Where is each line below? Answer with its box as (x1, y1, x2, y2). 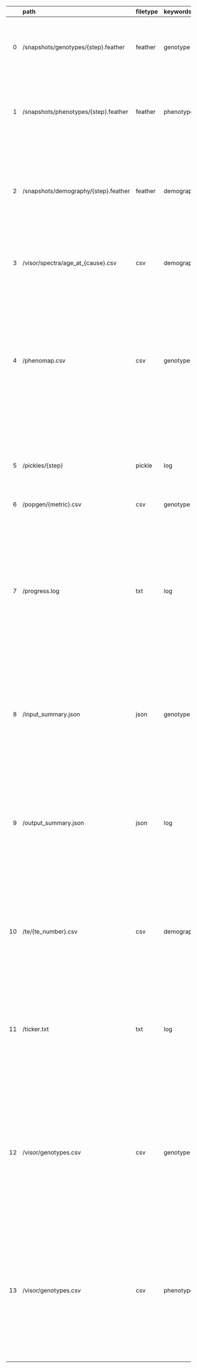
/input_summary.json (22, 710, 80, 718)
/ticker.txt (22, 1025, 49, 1033)
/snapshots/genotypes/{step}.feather (22, 43, 125, 51)
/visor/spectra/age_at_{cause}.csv (22, 259, 117, 267)
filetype (135, 8, 158, 15)
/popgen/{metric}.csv (22, 500, 82, 508)
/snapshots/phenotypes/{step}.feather (22, 108, 128, 116)
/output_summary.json (22, 819, 84, 827)
